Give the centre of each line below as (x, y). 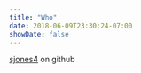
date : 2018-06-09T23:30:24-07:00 (71, 26)
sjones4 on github (42, 60)
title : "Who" (33, 17)
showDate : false (39, 34)
